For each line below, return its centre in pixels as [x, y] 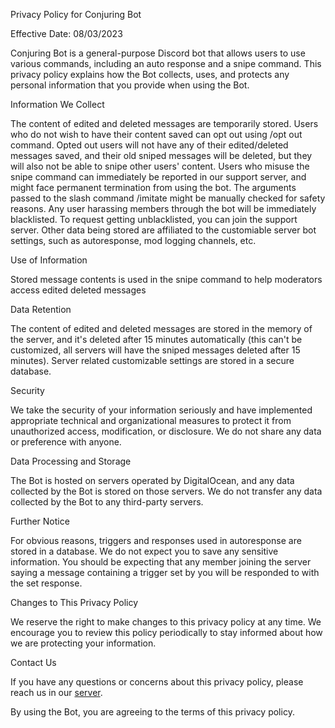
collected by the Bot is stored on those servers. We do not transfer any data [166, 491]
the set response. [46, 583]
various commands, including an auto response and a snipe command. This [166, 63]
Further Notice [40, 521]
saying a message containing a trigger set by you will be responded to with [165, 572]
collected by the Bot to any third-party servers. [107, 502]
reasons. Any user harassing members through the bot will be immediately [163, 208]
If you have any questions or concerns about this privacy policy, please [157, 682]
